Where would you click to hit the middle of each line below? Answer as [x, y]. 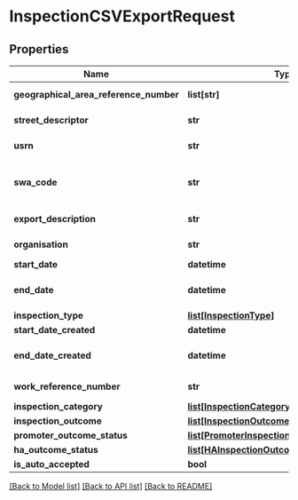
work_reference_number [67, 386]
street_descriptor [51, 120]
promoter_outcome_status [71, 435]
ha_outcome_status [56, 450]
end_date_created [52, 355]
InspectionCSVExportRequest [122, 16]
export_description [55, 219]
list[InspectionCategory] [241, 406]
